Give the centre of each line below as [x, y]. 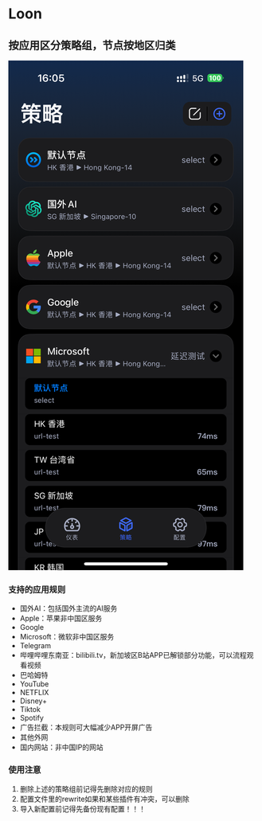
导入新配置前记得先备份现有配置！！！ [82, 808]
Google [32, 627]
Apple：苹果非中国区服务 [61, 619]
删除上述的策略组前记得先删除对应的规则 [86, 788]
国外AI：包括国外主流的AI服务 [68, 608]
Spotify [31, 718]
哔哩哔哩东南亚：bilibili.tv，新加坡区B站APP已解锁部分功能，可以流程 [133, 655]
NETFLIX [34, 693]
